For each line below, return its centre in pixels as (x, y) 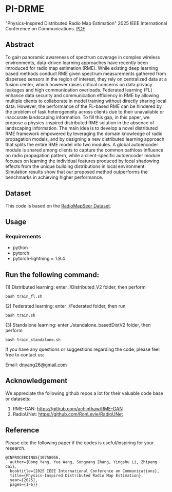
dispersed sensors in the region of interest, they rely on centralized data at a (86, 79)
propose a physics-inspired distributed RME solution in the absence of (80, 122)
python (20, 248)
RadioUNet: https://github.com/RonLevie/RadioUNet (68, 414)
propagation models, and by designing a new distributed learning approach (85, 139)
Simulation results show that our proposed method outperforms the (77, 172)
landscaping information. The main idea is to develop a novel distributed (82, 128)
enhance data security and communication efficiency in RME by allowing (82, 95)
